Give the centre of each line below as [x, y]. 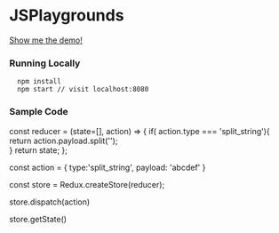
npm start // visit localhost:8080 [83, 90]
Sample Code [39, 112]
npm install [40, 82]
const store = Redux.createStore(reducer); [87, 184]
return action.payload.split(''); [64, 141]
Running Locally [45, 63]
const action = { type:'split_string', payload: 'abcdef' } [108, 167]
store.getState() [38, 219]
